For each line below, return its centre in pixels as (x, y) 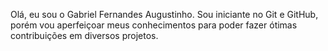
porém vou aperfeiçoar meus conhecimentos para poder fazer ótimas (154, 25)
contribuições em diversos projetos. (84, 35)
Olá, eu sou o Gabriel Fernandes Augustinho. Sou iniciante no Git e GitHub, (164, 14)
